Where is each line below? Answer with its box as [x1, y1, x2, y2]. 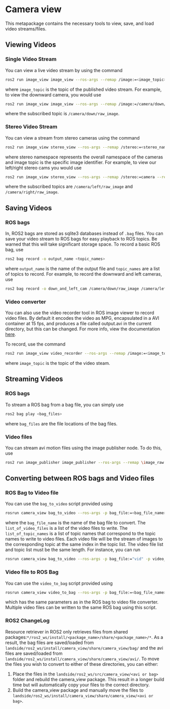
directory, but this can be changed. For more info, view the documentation [5, 326, 160, 332]
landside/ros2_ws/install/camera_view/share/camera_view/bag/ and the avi [5, 645, 163, 651]
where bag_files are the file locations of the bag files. [5, 420, 118, 427]
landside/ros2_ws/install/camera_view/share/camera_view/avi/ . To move [5, 656, 159, 662]
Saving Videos [5, 204, 52, 212]
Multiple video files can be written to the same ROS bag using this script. [5, 604, 157, 611]
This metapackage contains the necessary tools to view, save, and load [5, 20, 154, 26]
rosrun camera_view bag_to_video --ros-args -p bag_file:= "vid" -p [5, 557, 151, 562]
